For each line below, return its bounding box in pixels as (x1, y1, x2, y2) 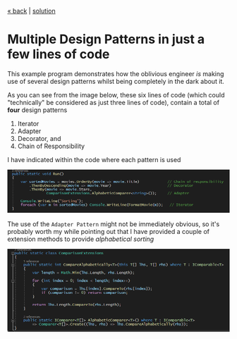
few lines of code (7, 47, 110, 63)
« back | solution (7, 7, 56, 15)
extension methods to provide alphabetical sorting (7, 235, 154, 243)
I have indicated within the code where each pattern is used (7, 155, 181, 164)
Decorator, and (17, 134, 61, 142)
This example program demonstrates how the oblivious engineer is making (7, 69, 224, 78)
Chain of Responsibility (17, 142, 85, 150)
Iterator (17, 119, 39, 128)
